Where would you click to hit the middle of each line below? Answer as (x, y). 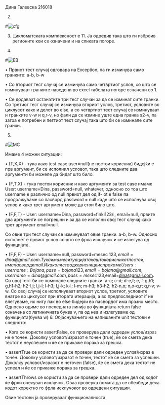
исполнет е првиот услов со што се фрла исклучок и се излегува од (77, 239)
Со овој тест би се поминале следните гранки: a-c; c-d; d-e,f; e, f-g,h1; (80, 280)
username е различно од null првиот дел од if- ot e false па (67, 194)
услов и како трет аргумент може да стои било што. (61, 205)
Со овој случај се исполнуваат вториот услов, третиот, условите (79, 291)
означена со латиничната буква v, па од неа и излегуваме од (70, 312)
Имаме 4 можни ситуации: (34, 154)
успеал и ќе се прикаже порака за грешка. (50, 368)
